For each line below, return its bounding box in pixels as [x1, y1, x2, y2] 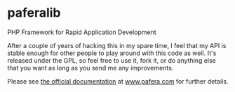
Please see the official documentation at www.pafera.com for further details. [7, 77, 229, 85]
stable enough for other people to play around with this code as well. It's [7, 49, 217, 57]
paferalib [7, 5, 61, 21]
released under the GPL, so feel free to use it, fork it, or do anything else [7, 56, 216, 64]
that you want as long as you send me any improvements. [7, 63, 174, 72]
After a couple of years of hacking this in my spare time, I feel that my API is [7, 41, 227, 49]
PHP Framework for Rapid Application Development [7, 28, 156, 36]
